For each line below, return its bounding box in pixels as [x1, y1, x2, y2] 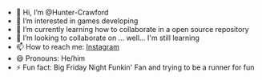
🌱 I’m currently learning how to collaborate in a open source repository [15, 25, 250, 34]
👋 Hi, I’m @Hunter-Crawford [15, 8, 109, 17]
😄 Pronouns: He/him [15, 54, 86, 63]
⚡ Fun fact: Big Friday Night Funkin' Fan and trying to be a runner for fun [15, 62, 255, 72]
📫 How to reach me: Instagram [15, 42, 120, 51]
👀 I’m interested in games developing [15, 16, 139, 26]
